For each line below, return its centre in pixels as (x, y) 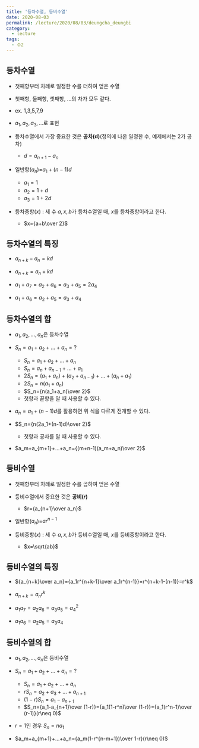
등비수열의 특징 (32, 567)
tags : (13, 39)
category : (18, 28)
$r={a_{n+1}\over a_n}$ (53, 508)
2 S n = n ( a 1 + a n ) (44, 384)
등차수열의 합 (29, 319)
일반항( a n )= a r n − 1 (36, 521)
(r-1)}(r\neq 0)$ (42, 713)
